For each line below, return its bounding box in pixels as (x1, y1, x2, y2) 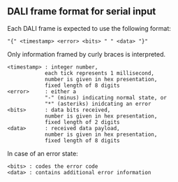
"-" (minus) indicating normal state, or (44, 94, 168, 101)
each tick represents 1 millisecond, (44, 69, 155, 76)
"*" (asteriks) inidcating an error (44, 100, 151, 107)
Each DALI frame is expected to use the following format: (7, 24, 171, 32)
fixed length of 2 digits (44, 118, 120, 125)
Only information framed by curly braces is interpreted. (7, 50, 166, 58)
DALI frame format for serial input (7, 6, 156, 17)
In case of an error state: (7, 149, 78, 157)
